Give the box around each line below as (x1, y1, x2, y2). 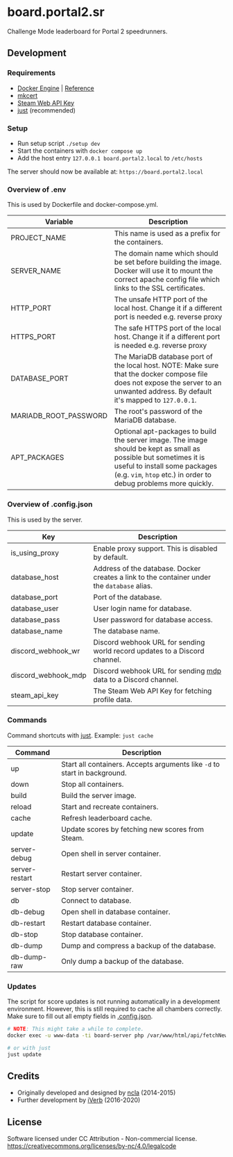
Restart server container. (61, 869, 142, 879)
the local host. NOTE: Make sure (114, 360, 219, 370)
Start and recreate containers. (61, 801, 159, 811)
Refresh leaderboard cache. (61, 813, 153, 823)
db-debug (10, 907, 45, 917)
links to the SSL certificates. (114, 283, 205, 293)
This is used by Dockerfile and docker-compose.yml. (7, 201, 158, 209)
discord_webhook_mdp (10, 670, 87, 680)
